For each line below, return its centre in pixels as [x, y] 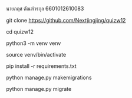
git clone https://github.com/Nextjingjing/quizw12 [66, 20]
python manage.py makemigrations [49, 77]
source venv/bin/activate [36, 55]
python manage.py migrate [39, 89]
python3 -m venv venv [34, 43]
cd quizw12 [20, 32]
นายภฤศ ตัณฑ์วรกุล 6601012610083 [45, 9]
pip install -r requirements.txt [41, 66]
